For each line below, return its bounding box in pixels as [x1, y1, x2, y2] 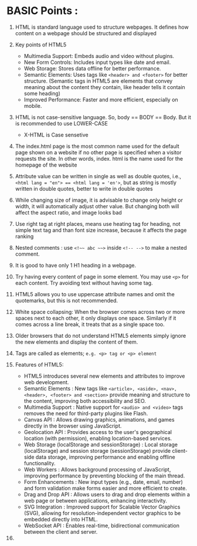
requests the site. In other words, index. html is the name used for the [15, 155, 184, 162]
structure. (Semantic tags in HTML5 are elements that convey [23, 77, 173, 84]
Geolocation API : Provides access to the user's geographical [23, 428, 172, 435]
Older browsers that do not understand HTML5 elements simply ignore [15, 332, 186, 339]
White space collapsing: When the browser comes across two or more [15, 308, 185, 315]
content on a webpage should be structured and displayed [15, 29, 157, 36]
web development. [23, 378, 69, 385]
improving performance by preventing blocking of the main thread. [23, 472, 185, 479]
